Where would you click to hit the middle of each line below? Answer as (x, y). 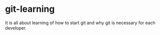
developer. (16, 28)
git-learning (30, 9)
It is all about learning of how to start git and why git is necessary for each (80, 23)
